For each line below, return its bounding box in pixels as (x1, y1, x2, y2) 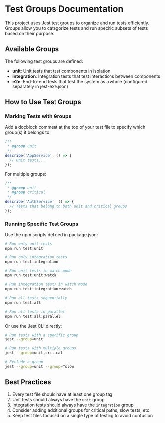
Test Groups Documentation (5, 3, 124, 15)
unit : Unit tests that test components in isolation (12, 68, 110, 74)
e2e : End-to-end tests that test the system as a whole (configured (12, 78, 148, 84)
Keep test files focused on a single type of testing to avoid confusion (12, 412, 153, 418)
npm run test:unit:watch (5, 273, 56, 278)
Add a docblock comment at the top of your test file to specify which (5, 124, 146, 130)
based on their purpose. (5, 30, 55, 36)
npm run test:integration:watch (5, 287, 72, 292)
